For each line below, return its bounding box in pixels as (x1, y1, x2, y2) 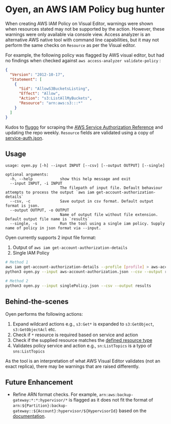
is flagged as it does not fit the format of (68, 397, 154, 403)
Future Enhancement (5, 378, 73, 386)
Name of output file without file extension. (60, 212, 158, 217)
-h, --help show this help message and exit (10, 177, 131, 182)
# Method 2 (5, 279, 28, 284)
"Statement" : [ (10, 77, 42, 82)
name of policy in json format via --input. (5, 226, 101, 231)
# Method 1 (5, 260, 28, 265)
